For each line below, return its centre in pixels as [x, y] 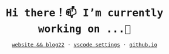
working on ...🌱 [84, 29]
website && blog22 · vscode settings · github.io [84, 44]
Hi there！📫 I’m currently [84, 13]
